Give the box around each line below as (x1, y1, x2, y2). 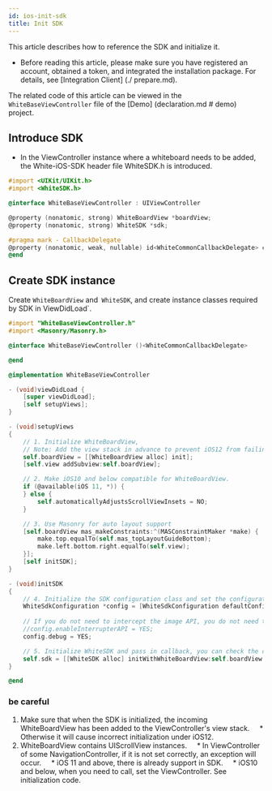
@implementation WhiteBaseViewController (8, 371, 151, 379)
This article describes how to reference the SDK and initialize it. (8, 41, 220, 51)
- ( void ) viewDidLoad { (8, 385, 85, 393)
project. (8, 107, 35, 118)
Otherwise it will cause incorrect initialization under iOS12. (19, 732, 215, 742)
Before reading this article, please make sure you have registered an (19, 58, 249, 67)
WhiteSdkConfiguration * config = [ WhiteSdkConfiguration (23, 602, 219, 611)
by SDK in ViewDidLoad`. (8, 303, 92, 313)
